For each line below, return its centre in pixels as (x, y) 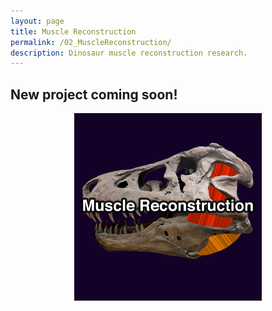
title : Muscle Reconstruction (73, 31)
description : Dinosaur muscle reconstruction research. (129, 53)
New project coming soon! (94, 94)
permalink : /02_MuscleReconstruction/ (91, 42)
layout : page (37, 21)
